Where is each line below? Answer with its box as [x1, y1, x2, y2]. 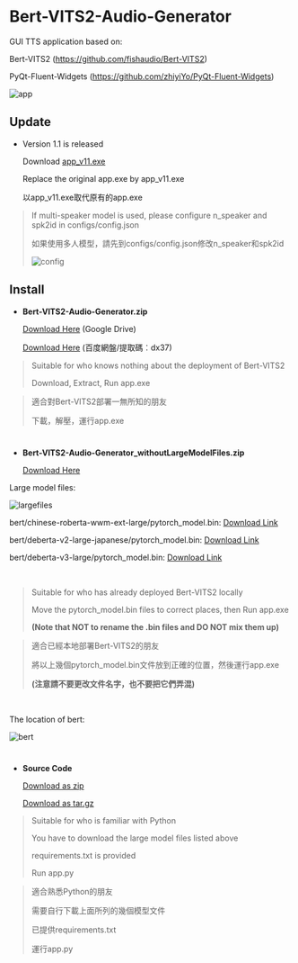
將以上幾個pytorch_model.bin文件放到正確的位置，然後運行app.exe [31, 659, 280, 670]
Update [9, 114, 52, 130]
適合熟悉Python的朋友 [31, 886, 114, 896]
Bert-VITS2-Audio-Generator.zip [22, 306, 148, 317]
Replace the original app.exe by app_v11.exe [22, 173, 185, 184]
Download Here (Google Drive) [22, 323, 136, 334]
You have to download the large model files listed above [31, 832, 239, 843]
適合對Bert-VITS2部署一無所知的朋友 [31, 396, 168, 407]
